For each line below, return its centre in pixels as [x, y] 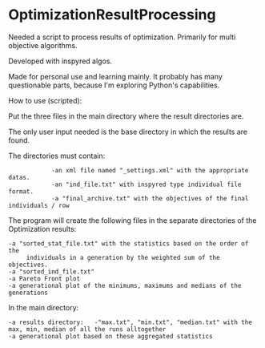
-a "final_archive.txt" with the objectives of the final [150, 198]
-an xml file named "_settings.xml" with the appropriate [150, 170]
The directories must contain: [57, 156]
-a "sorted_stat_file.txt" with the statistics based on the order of [128, 243]
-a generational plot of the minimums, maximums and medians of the [125, 285]
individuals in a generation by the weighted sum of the [123, 257]
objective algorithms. [43, 45]
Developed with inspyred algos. [60, 61]
